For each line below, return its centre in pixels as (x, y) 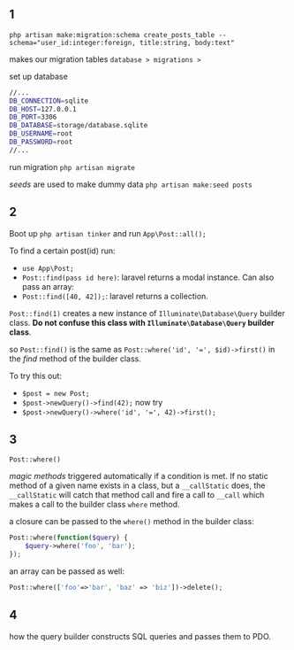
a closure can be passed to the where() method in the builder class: (132, 522)
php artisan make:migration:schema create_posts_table (112, 35)
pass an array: (48, 286)
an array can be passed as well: (67, 571)
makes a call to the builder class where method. (94, 505)
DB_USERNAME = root (41, 134)
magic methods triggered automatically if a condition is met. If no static (139, 476)
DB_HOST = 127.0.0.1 (43, 109)
